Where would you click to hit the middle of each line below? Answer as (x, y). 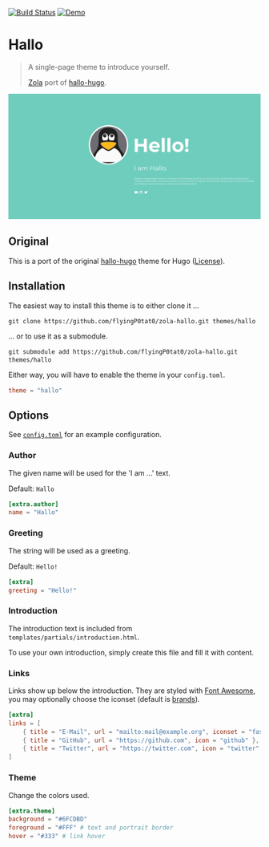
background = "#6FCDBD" (48, 819)
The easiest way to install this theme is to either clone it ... (104, 306)
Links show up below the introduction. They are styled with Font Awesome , (132, 691)
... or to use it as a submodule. (58, 336)
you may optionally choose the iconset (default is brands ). (104, 699)
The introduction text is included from (70, 628)
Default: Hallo (31, 488)
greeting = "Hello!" (43, 590)
